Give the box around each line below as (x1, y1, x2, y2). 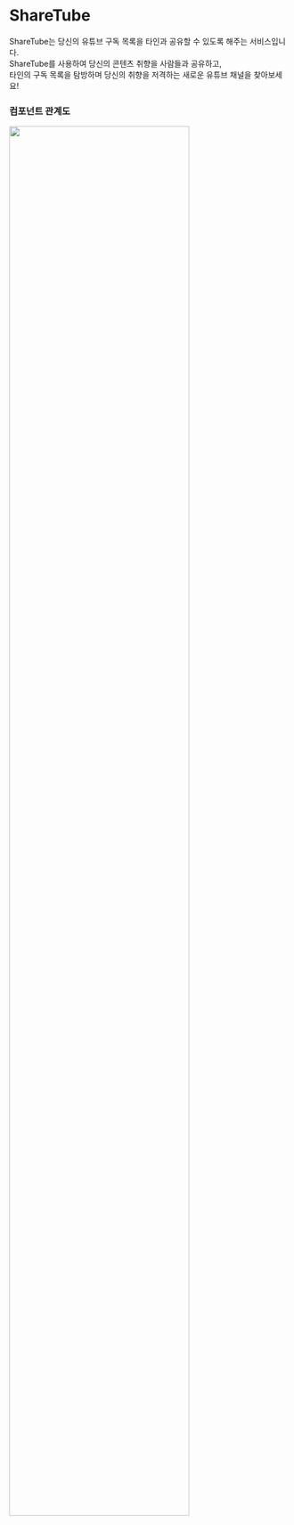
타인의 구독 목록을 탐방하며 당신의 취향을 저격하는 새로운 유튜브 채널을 (9, 69, 252, 80)
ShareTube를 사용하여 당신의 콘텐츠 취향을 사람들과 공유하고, (9, 58, 223, 69)
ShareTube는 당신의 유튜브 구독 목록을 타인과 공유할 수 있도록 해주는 (9, 36, 248, 46)
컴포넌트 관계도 (9, 104, 71, 117)
